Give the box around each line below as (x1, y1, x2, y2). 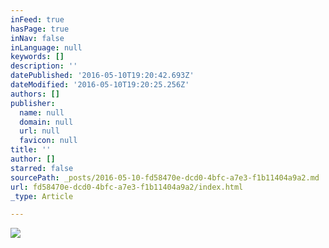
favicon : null (19, 136, 78, 146)
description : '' (10, 61, 78, 71)
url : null (19, 126, 60, 136)
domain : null (19, 117, 74, 127)
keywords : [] (10, 52, 65, 62)
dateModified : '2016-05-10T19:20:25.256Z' (10, 80, 190, 90)
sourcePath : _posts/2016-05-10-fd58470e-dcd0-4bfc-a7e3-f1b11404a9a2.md (10, 172, 320, 183)
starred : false (10, 163, 74, 173)
